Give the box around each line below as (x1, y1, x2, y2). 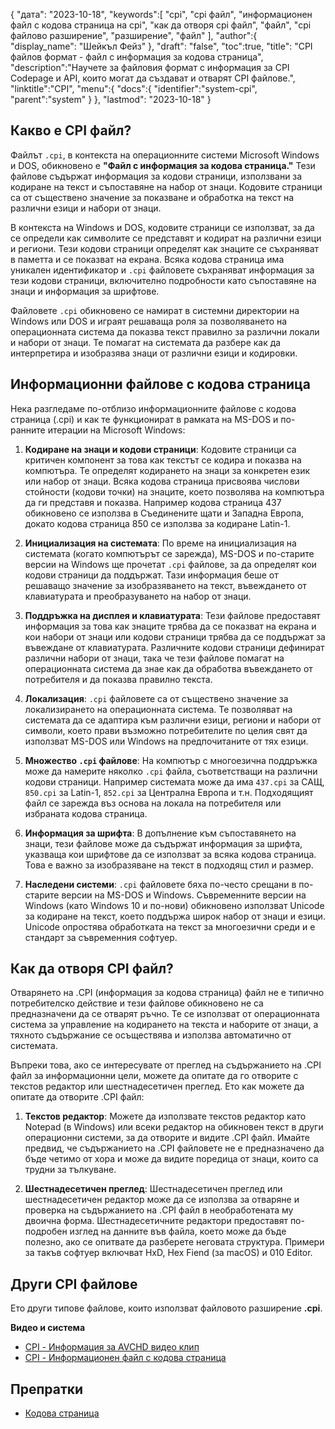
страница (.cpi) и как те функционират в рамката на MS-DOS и (10, 413, 279, 425)
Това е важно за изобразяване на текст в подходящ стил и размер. (24, 859, 314, 871)
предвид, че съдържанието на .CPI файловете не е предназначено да (24, 1142, 325, 1154)
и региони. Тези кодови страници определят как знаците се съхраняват (10, 242, 320, 254)
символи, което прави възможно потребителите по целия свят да (24, 724, 308, 736)
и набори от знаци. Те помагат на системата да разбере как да (10, 336, 282, 348)
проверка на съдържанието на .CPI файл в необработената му (24, 1204, 294, 1216)
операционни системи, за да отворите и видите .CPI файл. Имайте (24, 1132, 310, 1144)
